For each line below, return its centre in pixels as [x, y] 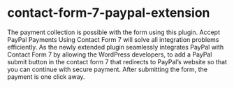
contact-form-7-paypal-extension [109, 13]
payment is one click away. [46, 76]
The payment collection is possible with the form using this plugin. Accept [114, 32]
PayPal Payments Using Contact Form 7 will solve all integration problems [113, 39]
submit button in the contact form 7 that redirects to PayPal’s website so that [117, 61]
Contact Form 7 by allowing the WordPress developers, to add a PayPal [110, 54]
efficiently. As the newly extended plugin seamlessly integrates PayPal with [116, 47]
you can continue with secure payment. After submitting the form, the [108, 69]
